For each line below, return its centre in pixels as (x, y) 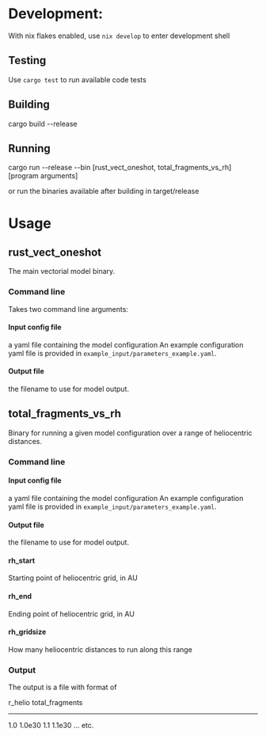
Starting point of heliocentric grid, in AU (73, 578)
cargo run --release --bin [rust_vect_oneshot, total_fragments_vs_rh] (120, 168)
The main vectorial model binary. (62, 271)
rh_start (22, 560)
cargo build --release (43, 123)
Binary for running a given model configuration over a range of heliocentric (130, 433)
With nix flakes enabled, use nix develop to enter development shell (119, 36)
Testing (27, 61)
